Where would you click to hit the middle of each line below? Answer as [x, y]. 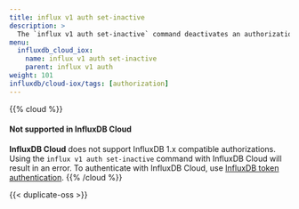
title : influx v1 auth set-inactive [77, 17]
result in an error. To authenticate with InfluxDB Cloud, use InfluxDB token [144, 168]
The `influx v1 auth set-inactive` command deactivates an [129, 34]
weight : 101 [31, 76]
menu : [19, 42]
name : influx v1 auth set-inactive [91, 59]
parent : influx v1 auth [69, 68]
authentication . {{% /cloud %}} [66, 177]
